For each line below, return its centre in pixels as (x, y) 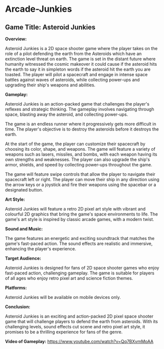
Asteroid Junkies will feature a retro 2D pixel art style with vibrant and (75, 209)
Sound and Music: (24, 229)
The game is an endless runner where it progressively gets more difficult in (81, 124)
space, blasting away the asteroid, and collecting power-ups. (67, 114)
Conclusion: (18, 307)
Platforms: (16, 288)
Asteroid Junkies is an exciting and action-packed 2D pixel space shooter (79, 316)
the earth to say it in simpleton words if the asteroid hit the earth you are (78, 69)
